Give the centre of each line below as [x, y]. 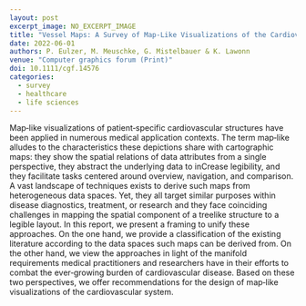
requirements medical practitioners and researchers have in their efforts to [149, 263]
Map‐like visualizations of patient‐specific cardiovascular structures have [147, 128]
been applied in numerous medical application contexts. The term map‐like [149, 138]
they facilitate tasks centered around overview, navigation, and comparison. [152, 176]
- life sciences [48, 102]
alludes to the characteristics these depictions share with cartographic [142, 147]
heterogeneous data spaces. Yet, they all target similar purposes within [143, 195]
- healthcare [42, 94]
